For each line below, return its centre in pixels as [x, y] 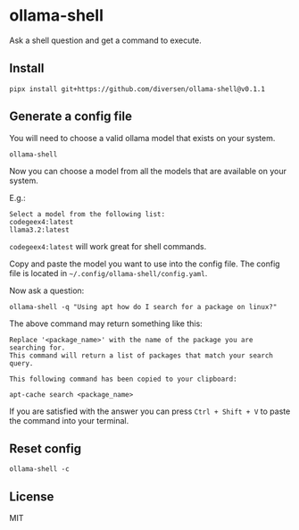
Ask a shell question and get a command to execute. [106, 40]
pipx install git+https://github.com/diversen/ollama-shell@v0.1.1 [137, 89]
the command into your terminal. [69, 420]
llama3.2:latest [39, 230]
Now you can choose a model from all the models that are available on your [148, 171]
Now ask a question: [47, 290]
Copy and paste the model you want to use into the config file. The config [145, 264]
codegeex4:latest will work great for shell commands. [108, 246]
